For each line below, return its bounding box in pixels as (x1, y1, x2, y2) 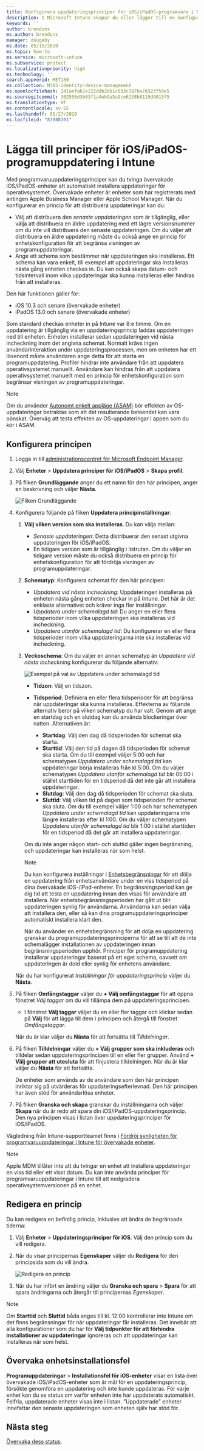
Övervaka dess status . (6, 1438, 63, 1446)
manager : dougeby (6, 37, 50, 43)
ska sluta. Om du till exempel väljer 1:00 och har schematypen (42, 803, 197, 810)
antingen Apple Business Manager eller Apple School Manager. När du (6, 196, 183, 203)
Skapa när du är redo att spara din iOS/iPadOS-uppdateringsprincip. (15, 1107, 186, 1115)
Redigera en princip (6, 1199, 82, 1210)
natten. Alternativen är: (33, 720, 91, 727)
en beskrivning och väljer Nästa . (15, 485, 97, 492)
